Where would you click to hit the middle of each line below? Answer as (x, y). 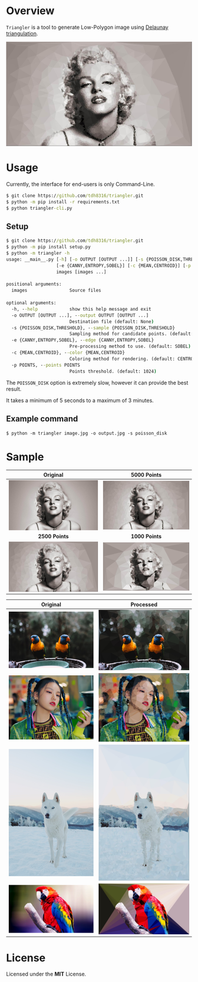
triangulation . (22, 33)
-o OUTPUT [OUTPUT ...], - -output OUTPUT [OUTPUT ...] (80, 315)
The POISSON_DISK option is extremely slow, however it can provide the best (97, 383)
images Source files (56, 291)
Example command (42, 419)
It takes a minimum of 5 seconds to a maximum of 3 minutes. (80, 400)
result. (14, 389)
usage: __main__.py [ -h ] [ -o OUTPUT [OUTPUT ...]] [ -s (75, 259)
